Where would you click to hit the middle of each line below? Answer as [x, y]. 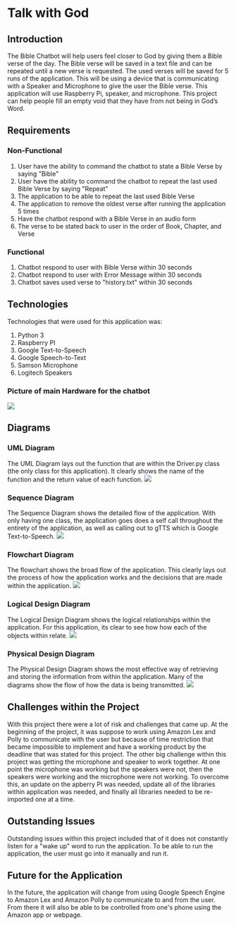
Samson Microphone [48, 365]
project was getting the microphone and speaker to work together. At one [114, 762]
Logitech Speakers [45, 373]
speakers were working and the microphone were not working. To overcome [118, 776]
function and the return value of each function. [75, 479]
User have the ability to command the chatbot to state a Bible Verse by [120, 166]
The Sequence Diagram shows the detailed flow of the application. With [112, 513]
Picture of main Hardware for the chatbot [79, 391]
